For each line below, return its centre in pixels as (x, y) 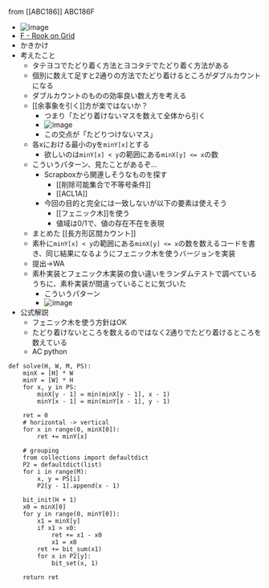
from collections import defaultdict (86, 458)
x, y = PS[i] (59, 479)
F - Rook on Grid (47, 36)
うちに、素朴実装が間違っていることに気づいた (109, 284)
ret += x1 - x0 (77, 535)
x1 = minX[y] (59, 521)
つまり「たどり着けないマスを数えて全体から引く (125, 115)
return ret (41, 578)
